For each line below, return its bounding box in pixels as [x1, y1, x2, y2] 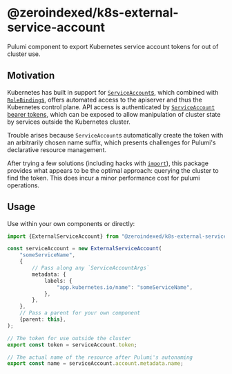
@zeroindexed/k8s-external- [7, 5, 179, 21]
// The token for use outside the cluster [7, 335, 131, 342]
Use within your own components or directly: [7, 219, 135, 227]
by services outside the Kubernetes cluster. [7, 118, 131, 126]
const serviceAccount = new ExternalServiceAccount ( [7, 245, 162, 252]
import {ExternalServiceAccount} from [7, 233, 119, 240]
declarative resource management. [7, 145, 107, 153]
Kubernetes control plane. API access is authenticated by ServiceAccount [7, 102, 215, 111]
